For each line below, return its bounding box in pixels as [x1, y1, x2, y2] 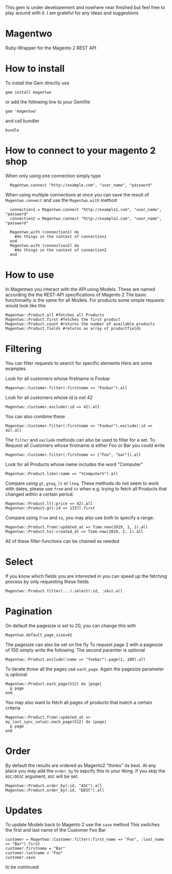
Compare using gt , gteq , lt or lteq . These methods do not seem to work [5, 480, 159, 486]
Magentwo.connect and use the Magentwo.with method [5, 197, 117, 203]
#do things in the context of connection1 [14, 234, 107, 239]
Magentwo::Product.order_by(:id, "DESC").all [5, 788, 104, 793]
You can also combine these [5, 413, 65, 420]
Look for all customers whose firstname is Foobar [5, 375, 110, 381]
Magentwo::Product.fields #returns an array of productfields [5, 326, 141, 331]
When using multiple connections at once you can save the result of [5, 191, 149, 197]
